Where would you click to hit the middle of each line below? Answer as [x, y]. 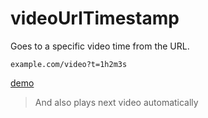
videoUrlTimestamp [95, 18]
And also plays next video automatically [116, 102]
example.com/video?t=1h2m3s [69, 64]
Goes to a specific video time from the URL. [100, 46]
